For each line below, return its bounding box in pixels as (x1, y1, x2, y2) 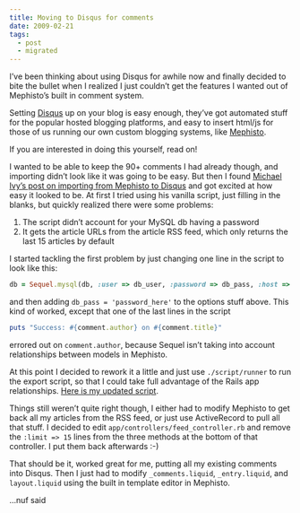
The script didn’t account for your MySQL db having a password (21, 217, 260, 228)
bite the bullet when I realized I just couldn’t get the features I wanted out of (9, 81, 288, 91)
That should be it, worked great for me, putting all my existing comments (9, 458, 278, 469)
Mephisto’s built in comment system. (9, 91, 145, 101)
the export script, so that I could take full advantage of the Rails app (9, 376, 260, 387)
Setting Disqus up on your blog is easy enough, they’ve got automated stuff (9, 108, 288, 118)
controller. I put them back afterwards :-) (9, 440, 159, 451)
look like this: (9, 263, 58, 274)
